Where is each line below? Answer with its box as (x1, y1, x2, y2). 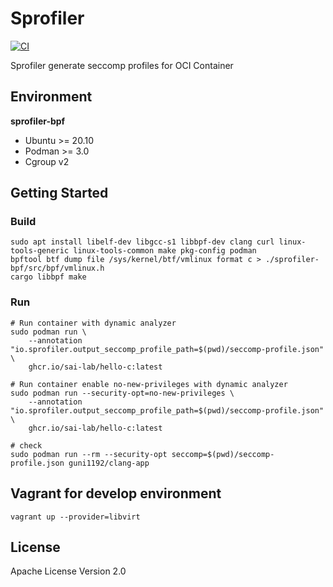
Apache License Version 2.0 (10, 565, 127, 577)
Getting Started (10, 185, 109, 202)
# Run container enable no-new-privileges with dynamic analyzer (10, 379, 288, 389)
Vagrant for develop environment (10, 485, 222, 502)
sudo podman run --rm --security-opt (10, 449, 168, 459)
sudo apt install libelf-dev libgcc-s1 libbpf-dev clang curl (10, 237, 275, 247)
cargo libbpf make (10, 272, 87, 282)
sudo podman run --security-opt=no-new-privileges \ (10, 388, 235, 398)
